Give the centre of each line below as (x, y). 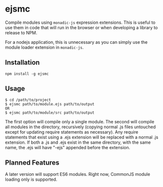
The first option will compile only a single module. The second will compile (80, 121)
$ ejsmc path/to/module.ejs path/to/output (50, 104)
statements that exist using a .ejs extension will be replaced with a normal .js (82, 137)
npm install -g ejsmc (27, 74)
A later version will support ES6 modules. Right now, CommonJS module (78, 174)
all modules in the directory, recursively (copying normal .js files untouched (80, 127)
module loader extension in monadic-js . (44, 47)
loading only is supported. (31, 179)
